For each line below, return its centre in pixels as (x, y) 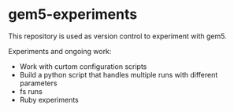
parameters (38, 83)
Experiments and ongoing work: (60, 51)
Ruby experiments (49, 99)
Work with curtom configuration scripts (83, 66)
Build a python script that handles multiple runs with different (119, 74)
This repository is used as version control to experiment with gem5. (117, 36)
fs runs (31, 91)
